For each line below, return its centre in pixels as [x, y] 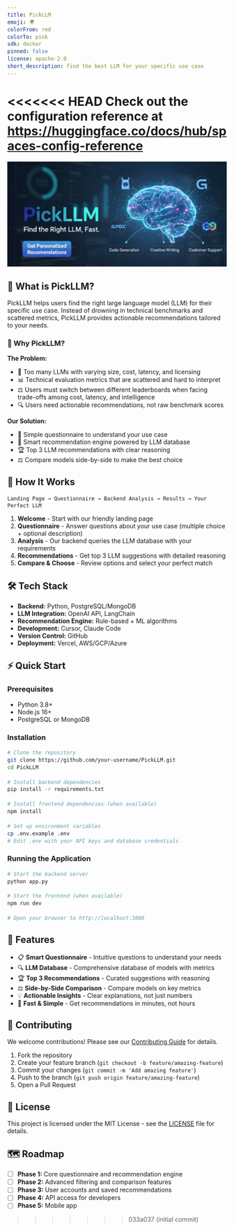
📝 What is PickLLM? [51, 286]
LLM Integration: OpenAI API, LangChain [76, 614]
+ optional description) [50, 534]
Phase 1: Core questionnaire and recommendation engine [100, 1174]
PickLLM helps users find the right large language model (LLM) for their [110, 303]
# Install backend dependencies [54, 782]
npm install [24, 812]
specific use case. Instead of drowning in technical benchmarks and [105, 311]
